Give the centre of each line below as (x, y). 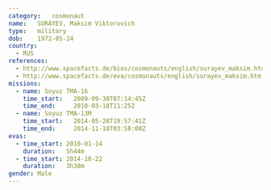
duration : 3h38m (54, 167)
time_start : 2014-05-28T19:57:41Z (85, 121)
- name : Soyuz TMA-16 (52, 91)
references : (28, 61)
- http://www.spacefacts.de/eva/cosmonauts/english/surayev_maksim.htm (139, 76)
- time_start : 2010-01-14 (59, 144)
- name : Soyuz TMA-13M (54, 114)
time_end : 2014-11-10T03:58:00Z (85, 129)
